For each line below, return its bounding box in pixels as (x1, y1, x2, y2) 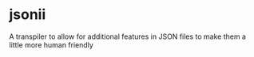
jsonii (9, 6, 46, 24)
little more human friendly (9, 40, 94, 49)
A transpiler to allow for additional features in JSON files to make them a (9, 32, 247, 41)
